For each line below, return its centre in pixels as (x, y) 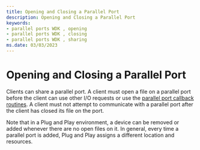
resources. (20, 141)
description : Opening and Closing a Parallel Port (71, 17)
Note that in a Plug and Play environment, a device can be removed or (93, 122)
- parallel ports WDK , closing (47, 34)
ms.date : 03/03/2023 (32, 46)
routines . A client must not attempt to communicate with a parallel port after (100, 104)
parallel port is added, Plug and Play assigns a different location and (90, 135)
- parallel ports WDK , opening (47, 28)
